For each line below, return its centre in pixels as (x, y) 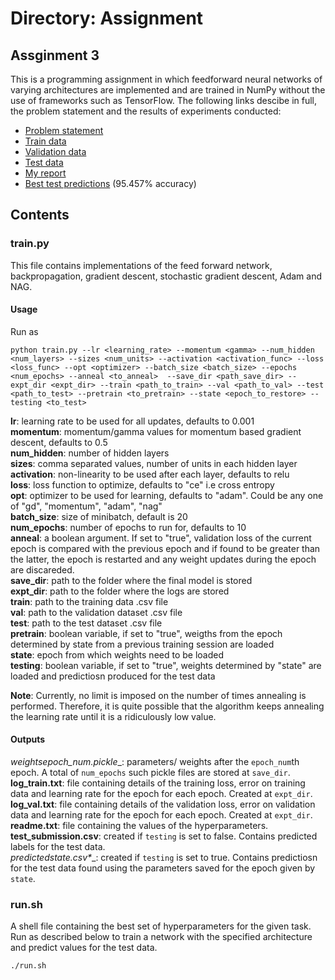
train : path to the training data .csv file (89, 601)
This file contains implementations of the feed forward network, (141, 265)
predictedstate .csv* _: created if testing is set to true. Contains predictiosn (164, 858)
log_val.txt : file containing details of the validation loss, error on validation (163, 804)
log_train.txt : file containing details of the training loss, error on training (158, 783)
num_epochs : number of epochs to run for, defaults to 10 (128, 527)
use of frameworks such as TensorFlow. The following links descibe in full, (164, 100)
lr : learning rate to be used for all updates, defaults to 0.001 (132, 421)
